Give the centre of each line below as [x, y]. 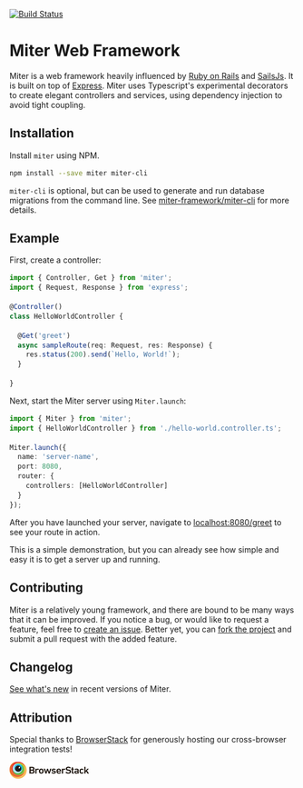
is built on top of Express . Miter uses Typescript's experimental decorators [149, 85]
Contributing [46, 588]
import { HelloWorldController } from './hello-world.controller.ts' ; [146, 428]
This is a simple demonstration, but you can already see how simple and [144, 549]
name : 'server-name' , [59, 457]
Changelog [41, 667]
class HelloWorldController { [67, 316]
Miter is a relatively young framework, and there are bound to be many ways [152, 610]
